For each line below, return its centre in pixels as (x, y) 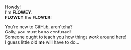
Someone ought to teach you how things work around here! (66, 37)
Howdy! (13, 7)
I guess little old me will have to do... (42, 42)
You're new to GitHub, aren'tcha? (39, 27)
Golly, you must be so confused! (38, 32)
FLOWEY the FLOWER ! (28, 17)
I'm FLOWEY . (19, 12)
